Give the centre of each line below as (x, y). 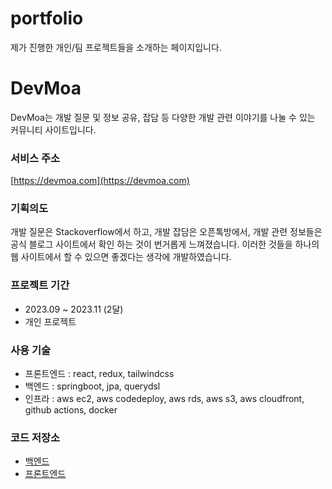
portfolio (47, 18)
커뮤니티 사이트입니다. (53, 129)
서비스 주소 (35, 158)
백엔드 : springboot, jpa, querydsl (92, 386)
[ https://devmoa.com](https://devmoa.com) (100, 181)
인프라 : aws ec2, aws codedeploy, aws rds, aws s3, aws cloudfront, (164, 399)
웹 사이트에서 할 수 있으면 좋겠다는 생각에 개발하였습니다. (121, 257)
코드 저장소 (35, 437)
